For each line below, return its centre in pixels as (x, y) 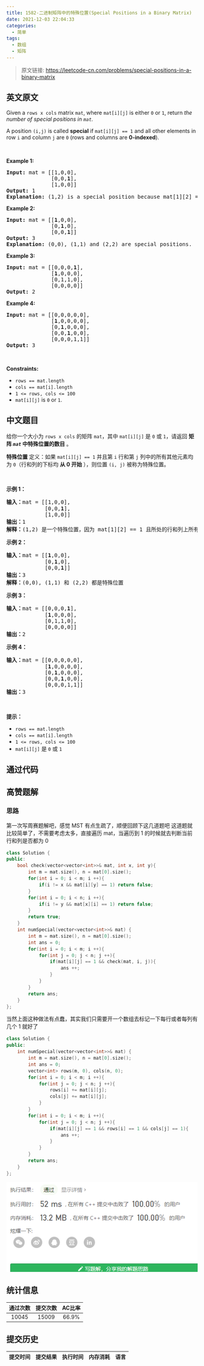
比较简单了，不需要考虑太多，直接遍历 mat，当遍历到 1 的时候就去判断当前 (100, 833)
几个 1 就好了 (22, 1026)
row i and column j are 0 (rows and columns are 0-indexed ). (83, 137)
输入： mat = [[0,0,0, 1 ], (42, 608)
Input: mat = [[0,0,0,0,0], (48, 315)
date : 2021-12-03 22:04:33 (40, 19)
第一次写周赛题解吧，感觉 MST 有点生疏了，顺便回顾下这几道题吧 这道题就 (100, 825)
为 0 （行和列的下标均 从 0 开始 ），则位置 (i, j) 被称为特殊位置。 (88, 464)
